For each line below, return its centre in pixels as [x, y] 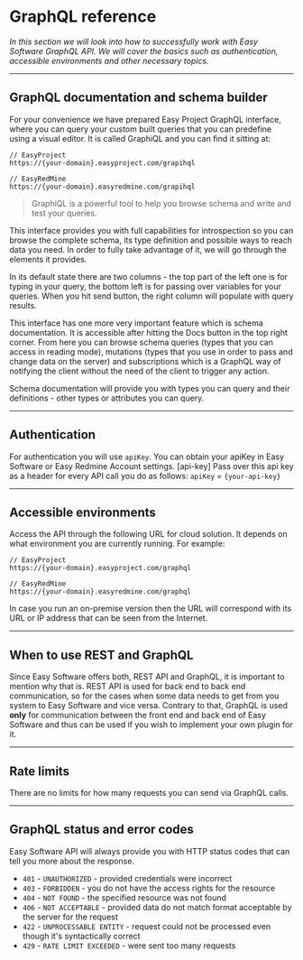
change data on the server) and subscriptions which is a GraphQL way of [145, 361]
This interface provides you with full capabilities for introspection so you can [151, 230]
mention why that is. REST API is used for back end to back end [128, 687]
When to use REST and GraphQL [101, 655]
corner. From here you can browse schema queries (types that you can [141, 342]
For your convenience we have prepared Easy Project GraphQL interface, [145, 119]
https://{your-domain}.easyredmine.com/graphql [101, 592]
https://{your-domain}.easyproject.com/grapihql [102, 163]
